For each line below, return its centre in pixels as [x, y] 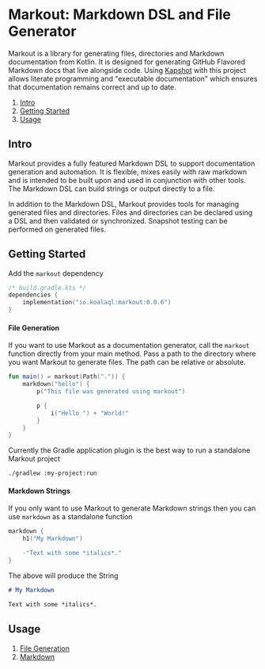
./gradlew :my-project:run [53, 473]
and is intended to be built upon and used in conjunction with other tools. [127, 180]
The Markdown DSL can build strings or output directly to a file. [112, 189]
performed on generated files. [57, 229]
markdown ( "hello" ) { [56, 384]
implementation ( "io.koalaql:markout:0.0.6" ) [97, 303]
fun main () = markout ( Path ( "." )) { [67, 377]
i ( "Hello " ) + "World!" [89, 413]
